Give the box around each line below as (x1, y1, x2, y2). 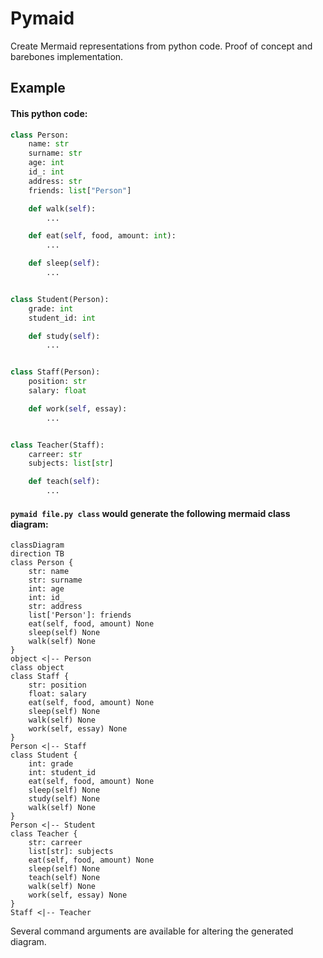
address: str (28, 176, 83, 186)
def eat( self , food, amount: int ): (28, 231, 177, 241)
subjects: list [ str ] (28, 458, 114, 469)
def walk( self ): (28, 203, 97, 214)
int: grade (28, 759, 74, 769)
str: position (28, 680, 87, 691)
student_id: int (28, 313, 97, 323)
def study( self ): (28, 331, 101, 341)
